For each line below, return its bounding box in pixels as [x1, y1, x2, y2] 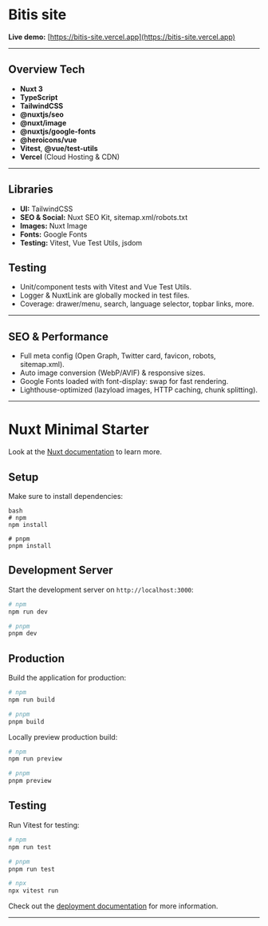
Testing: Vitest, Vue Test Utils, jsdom [19, 237, 143, 247]
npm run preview [8, 755, 62, 763]
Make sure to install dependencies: [8, 491, 124, 501]
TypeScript [19, 92, 58, 102]
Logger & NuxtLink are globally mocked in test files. [19, 290, 190, 301]
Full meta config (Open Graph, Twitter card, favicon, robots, [19, 351, 217, 361]
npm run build [8, 696, 56, 704]
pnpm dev [8, 629, 37, 637]
